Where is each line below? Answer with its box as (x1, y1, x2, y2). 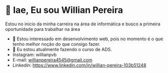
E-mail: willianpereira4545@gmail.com (12, 57, 93, 63)
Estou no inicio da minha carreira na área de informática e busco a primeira (5, 21, 160, 27)
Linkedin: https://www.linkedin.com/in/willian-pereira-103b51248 (12, 62, 146, 68)
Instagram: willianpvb (12, 52, 57, 58)
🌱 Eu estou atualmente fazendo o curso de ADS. (12, 46, 112, 52)
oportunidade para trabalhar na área (5, 26, 80, 32)
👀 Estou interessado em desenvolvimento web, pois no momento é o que (12, 36, 163, 42)
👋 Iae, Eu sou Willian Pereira (5, 4, 123, 16)
